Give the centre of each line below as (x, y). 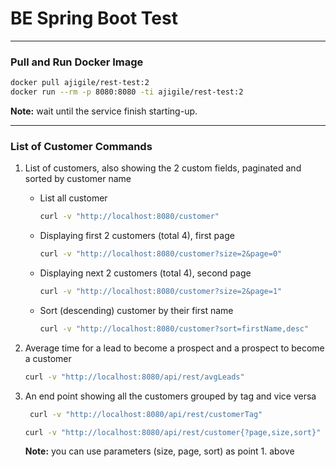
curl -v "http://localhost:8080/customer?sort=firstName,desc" (174, 328)
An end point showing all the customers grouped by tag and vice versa (170, 396)
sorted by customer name (78, 179)
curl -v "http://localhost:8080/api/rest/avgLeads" (134, 377)
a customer (48, 358)
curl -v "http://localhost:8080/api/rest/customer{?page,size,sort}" (173, 432)
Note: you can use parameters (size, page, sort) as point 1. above (159, 451)
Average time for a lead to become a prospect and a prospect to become (174, 348)
